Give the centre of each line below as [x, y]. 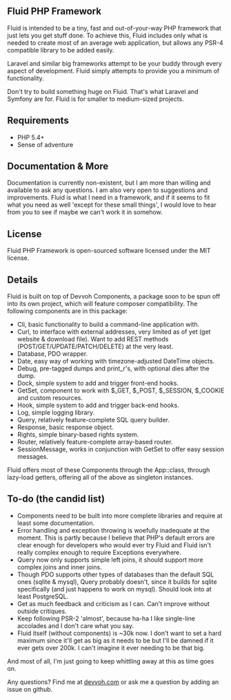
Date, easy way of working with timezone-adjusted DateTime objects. [116, 361]
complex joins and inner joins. [59, 567]
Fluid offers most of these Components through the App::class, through [109, 470]
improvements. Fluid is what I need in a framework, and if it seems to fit [109, 198]
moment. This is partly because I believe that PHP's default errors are [116, 538]
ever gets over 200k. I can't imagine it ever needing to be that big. [111, 647]
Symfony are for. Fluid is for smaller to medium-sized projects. [96, 99]
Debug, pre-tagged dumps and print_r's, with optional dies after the [113, 368]
